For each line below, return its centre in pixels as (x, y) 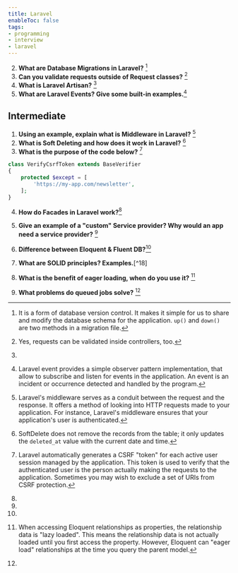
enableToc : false (34, 20)
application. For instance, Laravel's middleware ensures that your (113, 412)
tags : (16, 27)
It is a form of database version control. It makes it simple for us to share (124, 313)
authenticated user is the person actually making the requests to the (118, 469)
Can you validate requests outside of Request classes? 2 (103, 76)
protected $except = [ (54, 178)
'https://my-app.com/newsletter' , (84, 184)
